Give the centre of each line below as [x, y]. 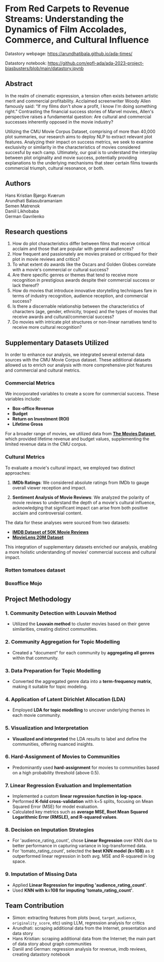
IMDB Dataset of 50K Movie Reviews [50, 532]
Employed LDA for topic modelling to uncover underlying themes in [81, 710]
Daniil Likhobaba [22, 211]
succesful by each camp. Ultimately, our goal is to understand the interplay [81, 152]
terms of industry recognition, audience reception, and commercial [80, 296]
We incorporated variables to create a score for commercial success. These [82, 394]
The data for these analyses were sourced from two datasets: [68, 522]
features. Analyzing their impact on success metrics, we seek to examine [79, 142]
